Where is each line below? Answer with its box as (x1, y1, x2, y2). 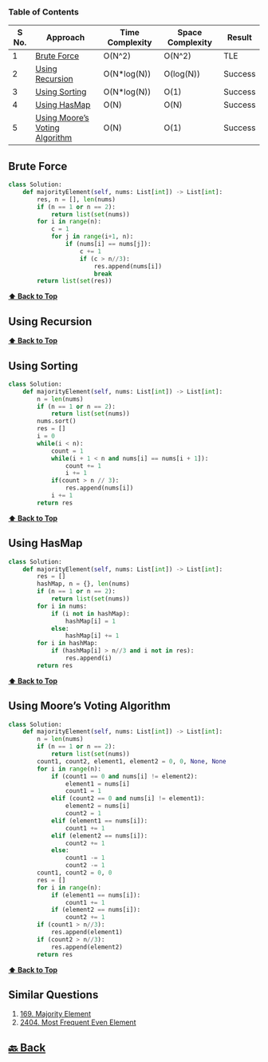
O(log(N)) (163, 69, 201, 80)
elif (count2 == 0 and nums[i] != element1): (50, 795, 205, 802)
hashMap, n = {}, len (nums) (37, 580, 130, 588)
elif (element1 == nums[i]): (50, 817, 148, 825)
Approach (46, 32, 85, 43)
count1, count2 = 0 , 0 (37, 869, 112, 877)
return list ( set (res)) (37, 277, 112, 285)
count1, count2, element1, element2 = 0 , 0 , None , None (37, 757, 227, 765)
